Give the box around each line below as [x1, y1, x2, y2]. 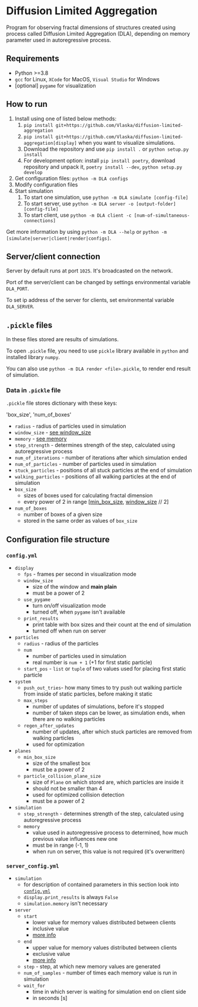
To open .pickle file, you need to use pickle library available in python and [6, 347, 189, 354]
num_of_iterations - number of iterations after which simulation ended [14, 454, 187, 461]
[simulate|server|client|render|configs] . [6, 234, 111, 242]
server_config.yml [6, 863, 59, 870]
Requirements [6, 53, 59, 63]
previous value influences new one [32, 836, 118, 843]
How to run [6, 99, 48, 109]
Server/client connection [6, 251, 101, 262]
